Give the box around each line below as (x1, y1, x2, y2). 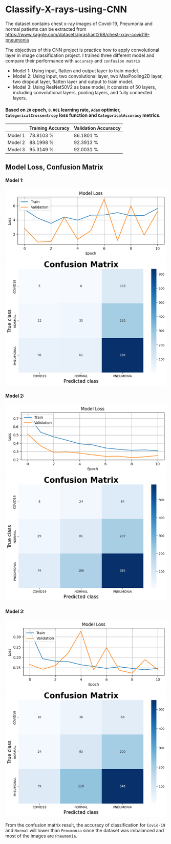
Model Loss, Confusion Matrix (5, 163, 103, 172)
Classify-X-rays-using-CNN (5, 4, 127, 15)
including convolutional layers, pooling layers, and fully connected (12, 89, 153, 95)
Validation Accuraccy (74, 125, 121, 131)
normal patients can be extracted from (5, 26, 87, 32)
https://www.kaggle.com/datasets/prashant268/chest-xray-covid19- (5, 31, 150, 37)
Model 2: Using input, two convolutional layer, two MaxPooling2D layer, (12, 73, 163, 79)
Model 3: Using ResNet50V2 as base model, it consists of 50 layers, (12, 84, 156, 90)
